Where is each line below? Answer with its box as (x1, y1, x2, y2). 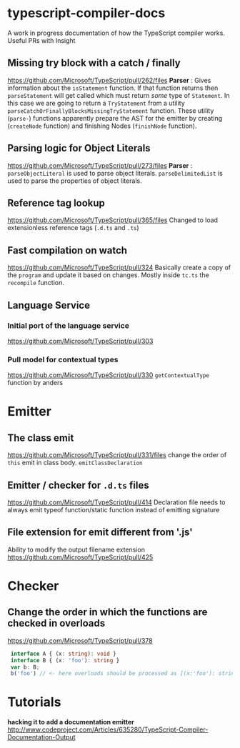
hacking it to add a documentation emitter (7, 718, 134, 727)
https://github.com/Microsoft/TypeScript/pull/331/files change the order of (7, 451, 227, 459)
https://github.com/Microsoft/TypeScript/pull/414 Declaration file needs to (7, 498, 226, 507)
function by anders (7, 379, 63, 387)
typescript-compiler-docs (7, 5, 166, 21)
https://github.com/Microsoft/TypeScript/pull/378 (7, 636, 153, 644)
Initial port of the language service (7, 320, 130, 330)
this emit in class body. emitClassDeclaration (7, 459, 143, 467)
